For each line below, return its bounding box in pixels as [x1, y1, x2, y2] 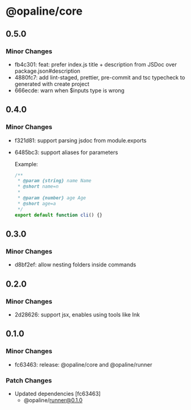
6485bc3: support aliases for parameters [14, 148, 118, 156]
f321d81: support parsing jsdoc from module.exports [14, 136, 147, 144]
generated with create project [14, 80, 90, 87]
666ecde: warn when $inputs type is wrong [14, 87, 124, 94]
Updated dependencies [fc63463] [14, 390, 101, 397]
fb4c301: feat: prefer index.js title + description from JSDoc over [14, 60, 178, 68]
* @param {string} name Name [17, 178, 92, 184]
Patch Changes [5, 376, 52, 384]
